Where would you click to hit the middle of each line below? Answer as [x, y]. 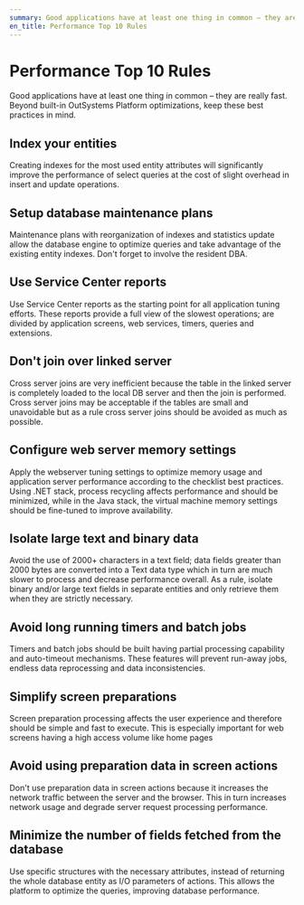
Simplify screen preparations [93, 697]
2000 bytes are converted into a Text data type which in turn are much [141, 570]
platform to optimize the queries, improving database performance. [135, 891]
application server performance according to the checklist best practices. [147, 481]
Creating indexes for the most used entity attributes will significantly [137, 165]
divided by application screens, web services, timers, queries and [132, 323]
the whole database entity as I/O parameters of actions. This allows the [142, 881]
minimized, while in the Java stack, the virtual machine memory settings [143, 500]
